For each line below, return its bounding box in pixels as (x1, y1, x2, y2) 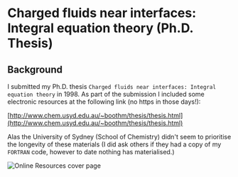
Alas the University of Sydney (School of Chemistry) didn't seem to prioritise (7, 133, 232, 141)
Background (7, 63, 63, 75)
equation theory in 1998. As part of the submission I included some (7, 90, 205, 98)
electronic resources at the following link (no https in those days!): (7, 97, 201, 106)
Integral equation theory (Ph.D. (7, 20, 194, 36)
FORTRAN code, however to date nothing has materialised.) (7, 148, 175, 156)
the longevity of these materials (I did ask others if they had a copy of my (7, 140, 222, 149)
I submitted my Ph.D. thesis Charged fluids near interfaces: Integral (7, 82, 217, 90)
